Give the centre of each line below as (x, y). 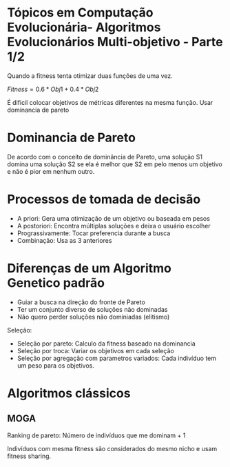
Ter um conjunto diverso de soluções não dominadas (92, 309)
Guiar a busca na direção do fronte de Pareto (81, 302)
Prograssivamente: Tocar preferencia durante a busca (94, 233)
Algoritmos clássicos (69, 393)
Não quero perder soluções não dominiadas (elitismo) (93, 317)
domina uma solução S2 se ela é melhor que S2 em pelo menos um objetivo (115, 164)
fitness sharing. (29, 456)
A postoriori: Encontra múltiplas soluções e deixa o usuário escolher (114, 226)
